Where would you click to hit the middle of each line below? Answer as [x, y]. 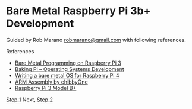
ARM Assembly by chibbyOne [51, 82]
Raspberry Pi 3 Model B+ [45, 88]
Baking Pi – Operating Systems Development [70, 69]
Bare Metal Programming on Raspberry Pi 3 [68, 63]
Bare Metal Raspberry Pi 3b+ [78, 11]
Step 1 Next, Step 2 [30, 100]
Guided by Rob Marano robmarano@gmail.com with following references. [96, 40]
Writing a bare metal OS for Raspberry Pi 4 [67, 75]
